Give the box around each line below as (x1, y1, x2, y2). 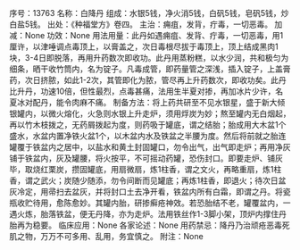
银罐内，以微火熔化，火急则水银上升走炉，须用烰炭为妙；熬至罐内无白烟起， (9, 108, 291, 119)
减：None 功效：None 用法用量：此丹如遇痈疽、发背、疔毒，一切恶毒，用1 (9, 30, 284, 40)
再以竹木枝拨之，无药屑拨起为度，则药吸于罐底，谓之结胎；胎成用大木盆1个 (9, 120, 287, 129)
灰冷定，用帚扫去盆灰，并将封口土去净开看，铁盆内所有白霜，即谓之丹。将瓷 (9, 187, 291, 196)
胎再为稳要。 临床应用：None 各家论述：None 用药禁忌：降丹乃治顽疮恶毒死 (9, 220, 290, 230)
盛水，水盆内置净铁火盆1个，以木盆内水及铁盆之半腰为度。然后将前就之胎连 (9, 130, 287, 141)
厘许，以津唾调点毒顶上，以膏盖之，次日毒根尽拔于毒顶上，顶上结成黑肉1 (9, 41, 279, 52)
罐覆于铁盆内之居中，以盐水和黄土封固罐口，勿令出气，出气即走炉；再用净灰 (9, 142, 291, 152)
